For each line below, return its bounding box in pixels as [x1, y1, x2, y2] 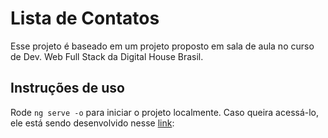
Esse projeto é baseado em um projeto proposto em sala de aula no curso [10, 40, 315, 52]
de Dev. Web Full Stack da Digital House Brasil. [10, 50, 204, 62]
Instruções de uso [10, 80, 125, 97]
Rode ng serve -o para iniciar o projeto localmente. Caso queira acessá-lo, [10, 106, 320, 118]
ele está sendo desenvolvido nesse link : [10, 117, 175, 129]
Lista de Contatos [10, 7, 160, 30]
